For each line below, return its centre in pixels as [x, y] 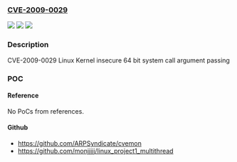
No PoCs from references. [46, 111]
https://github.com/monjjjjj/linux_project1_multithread [95, 151]
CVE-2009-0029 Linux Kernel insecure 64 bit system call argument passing [118, 60]
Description [28, 45]
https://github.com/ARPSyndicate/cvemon [80, 143]
